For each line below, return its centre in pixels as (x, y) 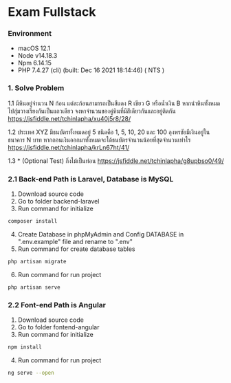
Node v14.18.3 (37, 56)
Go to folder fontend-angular (58, 327)
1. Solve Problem (36, 88)
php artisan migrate (37, 261)
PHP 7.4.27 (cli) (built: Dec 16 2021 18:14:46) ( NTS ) (91, 70)
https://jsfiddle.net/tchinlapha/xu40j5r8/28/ (69, 118)
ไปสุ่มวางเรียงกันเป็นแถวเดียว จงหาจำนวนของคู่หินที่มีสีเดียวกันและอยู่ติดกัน (92, 111)
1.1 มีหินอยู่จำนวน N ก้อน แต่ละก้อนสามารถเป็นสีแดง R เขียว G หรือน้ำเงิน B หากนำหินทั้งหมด (114, 103)
